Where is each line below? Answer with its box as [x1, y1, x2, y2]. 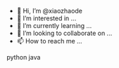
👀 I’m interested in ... [16, 14, 77, 22]
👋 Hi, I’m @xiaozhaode [16, 7, 82, 15]
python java [6, 53, 41, 61]
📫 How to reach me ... [16, 37, 82, 45]
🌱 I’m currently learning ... [16, 22, 92, 29]
